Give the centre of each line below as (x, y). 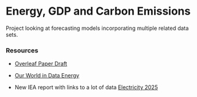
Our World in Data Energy (47, 76)
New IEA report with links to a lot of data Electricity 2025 (86, 87)
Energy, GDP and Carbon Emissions (98, 11)
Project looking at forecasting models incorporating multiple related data (97, 28)
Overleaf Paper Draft (41, 64)
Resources (22, 50)
